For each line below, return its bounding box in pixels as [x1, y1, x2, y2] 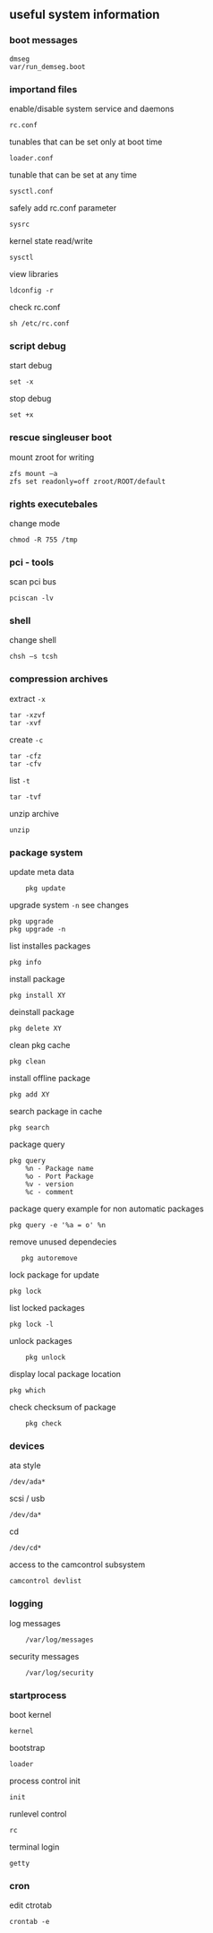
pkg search [9, 1123, 50, 1132]
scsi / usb [9, 1493, 46, 1504]
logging [9, 1598, 44, 1610]
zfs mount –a [9, 469, 58, 478]
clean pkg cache [9, 1040, 71, 1051]
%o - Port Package [25, 1172, 94, 1182]
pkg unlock [25, 1353, 66, 1362]
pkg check [25, 1419, 63, 1428]
